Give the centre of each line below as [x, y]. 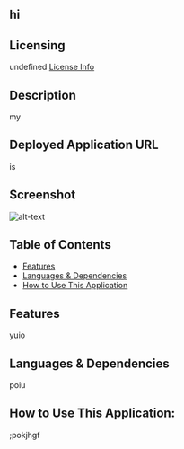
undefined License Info [52, 67]
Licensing [37, 45]
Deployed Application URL [84, 145]
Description [43, 95]
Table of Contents [61, 245]
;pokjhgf [25, 435]
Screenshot [43, 195]
